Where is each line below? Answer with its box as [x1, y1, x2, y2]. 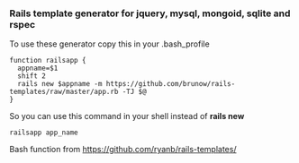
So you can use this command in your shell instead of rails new [9, 111, 245, 122]
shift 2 [17, 72, 47, 81]
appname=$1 [17, 64, 59, 73]
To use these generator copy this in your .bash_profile [9, 39, 210, 49]
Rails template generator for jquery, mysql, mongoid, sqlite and [9, 7, 291, 20]
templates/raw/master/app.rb [9, 88, 119, 97]
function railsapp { [9, 56, 87, 65]
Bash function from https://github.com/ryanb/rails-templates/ [9, 144, 237, 155]
